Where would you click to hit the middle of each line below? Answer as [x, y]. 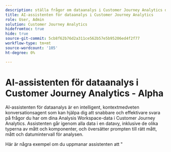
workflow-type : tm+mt [28, 43]
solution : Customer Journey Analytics [46, 24]
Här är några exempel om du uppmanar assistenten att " [64, 144]
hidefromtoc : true [25, 29]
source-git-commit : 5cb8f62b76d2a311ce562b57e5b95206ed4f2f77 [73, 39]
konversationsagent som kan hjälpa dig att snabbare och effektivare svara [83, 113]
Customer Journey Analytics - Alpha [84, 93]
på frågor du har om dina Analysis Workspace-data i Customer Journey [80, 118]
